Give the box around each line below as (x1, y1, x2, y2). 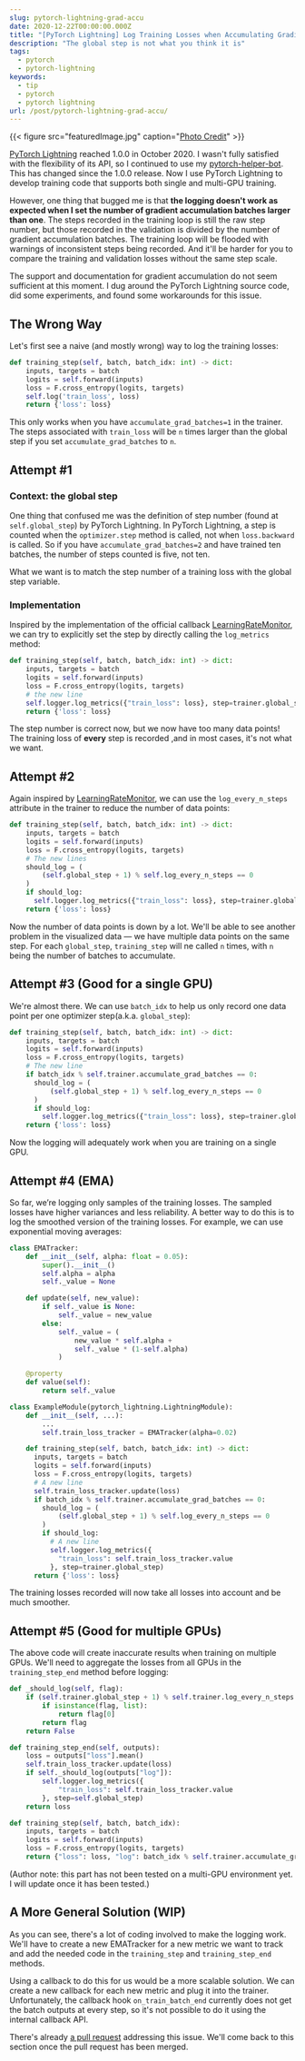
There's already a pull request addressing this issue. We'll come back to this (9, 2031, 295, 2042)
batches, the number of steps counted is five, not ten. (9, 549, 211, 560)
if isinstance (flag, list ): (42, 1701, 148, 1710)
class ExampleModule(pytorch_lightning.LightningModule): (9, 1402, 233, 1412)
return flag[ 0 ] (57, 1709, 116, 1719)
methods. (9, 1957, 45, 1968)
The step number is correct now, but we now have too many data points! (9, 723, 280, 734)
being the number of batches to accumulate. (9, 950, 176, 961)
